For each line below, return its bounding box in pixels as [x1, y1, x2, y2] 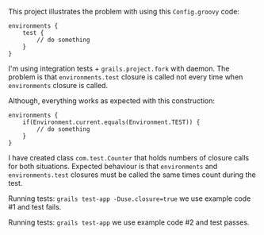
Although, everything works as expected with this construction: [8, 96, 216, 106]
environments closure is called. [8, 81, 109, 90]
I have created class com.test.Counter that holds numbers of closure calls [8, 153, 250, 162]
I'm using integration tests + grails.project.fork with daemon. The [8, 64, 230, 73]
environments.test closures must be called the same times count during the [8, 170, 256, 179]
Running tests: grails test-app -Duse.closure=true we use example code [8, 194, 251, 203]
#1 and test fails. [8, 202, 62, 211]
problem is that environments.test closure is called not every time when [8, 72, 243, 82]
